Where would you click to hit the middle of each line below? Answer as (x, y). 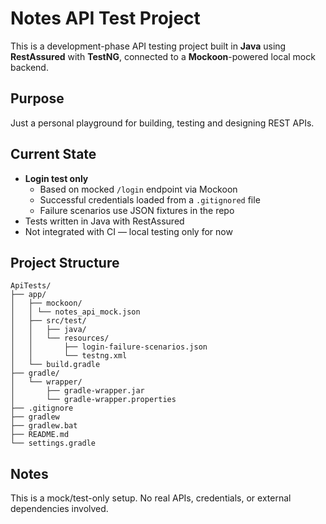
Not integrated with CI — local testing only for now (128, 231)
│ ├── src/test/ (48, 321)
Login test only (56, 178)
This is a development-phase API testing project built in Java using (148, 46)
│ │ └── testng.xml (69, 356)
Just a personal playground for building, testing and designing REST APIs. (162, 123)
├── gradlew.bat (44, 426)
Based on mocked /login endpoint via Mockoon (138, 189)
